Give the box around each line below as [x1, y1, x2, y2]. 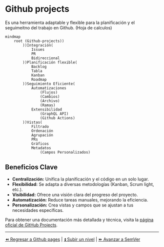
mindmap [5, 34, 21, 39]
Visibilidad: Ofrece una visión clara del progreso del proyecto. [12, 192, 138, 198]
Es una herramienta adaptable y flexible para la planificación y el [5, 20, 135, 25]
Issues [31, 47, 45, 52]
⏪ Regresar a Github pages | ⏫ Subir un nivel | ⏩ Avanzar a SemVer [5, 236, 141, 242]
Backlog [31, 64, 47, 69]
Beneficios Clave [5, 163, 58, 172]
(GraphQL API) [40, 111, 69, 116]
